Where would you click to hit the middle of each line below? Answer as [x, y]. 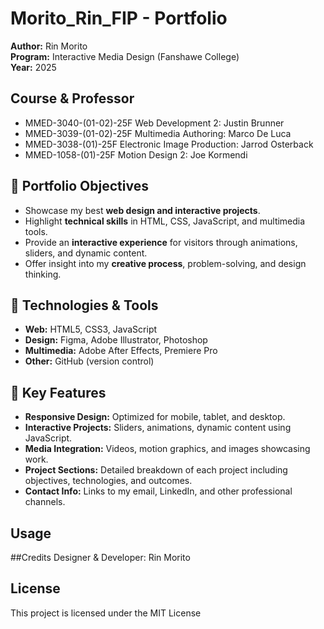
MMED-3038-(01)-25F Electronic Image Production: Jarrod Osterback [169, 144]
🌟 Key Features [58, 392]
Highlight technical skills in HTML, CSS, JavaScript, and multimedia [165, 221]
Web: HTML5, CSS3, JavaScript [91, 329]
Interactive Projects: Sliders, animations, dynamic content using [158, 428]
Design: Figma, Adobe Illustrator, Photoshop [116, 340]
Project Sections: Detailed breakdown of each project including [156, 470]
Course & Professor [72, 98]
